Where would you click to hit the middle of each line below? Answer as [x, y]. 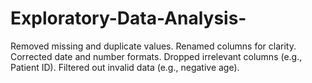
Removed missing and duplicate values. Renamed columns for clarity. [153, 46]
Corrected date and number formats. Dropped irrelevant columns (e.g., [156, 56]
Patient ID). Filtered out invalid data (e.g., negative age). [125, 67]
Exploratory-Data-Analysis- [128, 18]
